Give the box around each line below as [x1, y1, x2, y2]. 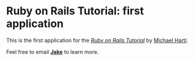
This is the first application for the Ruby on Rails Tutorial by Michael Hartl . [6, 36, 189, 44]
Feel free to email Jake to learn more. [6, 48, 99, 55]
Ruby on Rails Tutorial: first [6, 4, 144, 18]
